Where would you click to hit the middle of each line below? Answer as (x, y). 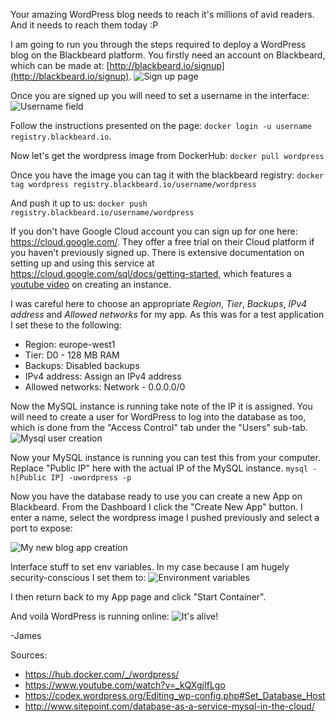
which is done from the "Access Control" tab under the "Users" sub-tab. (159, 427)
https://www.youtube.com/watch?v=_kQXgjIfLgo (125, 685)
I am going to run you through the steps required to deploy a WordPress (158, 44)
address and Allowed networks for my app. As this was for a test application (167, 314)
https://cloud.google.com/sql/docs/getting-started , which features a (151, 273)
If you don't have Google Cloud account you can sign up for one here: (154, 231)
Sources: (29, 655)
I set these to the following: (66, 325)
